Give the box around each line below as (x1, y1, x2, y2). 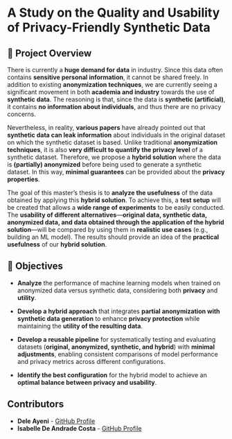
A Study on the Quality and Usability (7, 5, 220, 21)
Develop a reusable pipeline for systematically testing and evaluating (17, 335, 216, 343)
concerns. (7, 110, 37, 118)
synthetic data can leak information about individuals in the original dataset (7, 131, 226, 139)
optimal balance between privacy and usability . (17, 378, 157, 386)
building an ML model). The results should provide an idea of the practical (7, 233, 220, 241)
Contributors (7, 398, 64, 411)
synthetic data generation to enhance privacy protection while (17, 314, 200, 322)
